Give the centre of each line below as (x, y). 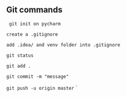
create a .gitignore (32, 34)
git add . (19, 66)
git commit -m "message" (38, 77)
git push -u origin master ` (42, 87)
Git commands (34, 10)
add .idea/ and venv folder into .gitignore (63, 45)
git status (20, 55)
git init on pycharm (35, 23)
